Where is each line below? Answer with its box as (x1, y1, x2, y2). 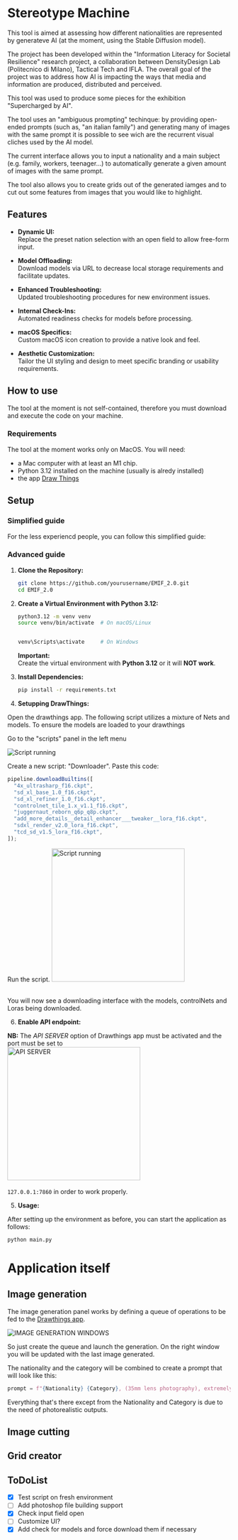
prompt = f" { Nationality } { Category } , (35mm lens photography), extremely (7, 1384, 233, 1392)
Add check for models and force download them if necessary (17, 1525, 197, 1534)
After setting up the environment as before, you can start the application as (7, 1215, 227, 1223)
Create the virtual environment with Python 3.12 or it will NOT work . (17, 659, 216, 667)
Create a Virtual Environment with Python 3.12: (17, 599, 159, 608)
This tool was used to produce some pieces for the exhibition (7, 94, 186, 102)
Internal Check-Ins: (17, 306, 76, 315)
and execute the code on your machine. (7, 411, 124, 420)
